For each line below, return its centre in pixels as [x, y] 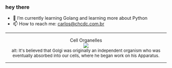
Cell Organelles [86, 40]
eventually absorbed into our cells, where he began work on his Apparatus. [86, 56]
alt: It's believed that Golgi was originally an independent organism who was [86, 51]
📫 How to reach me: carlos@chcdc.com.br [58, 24]
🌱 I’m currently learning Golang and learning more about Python [80, 18]
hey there [17, 7]
